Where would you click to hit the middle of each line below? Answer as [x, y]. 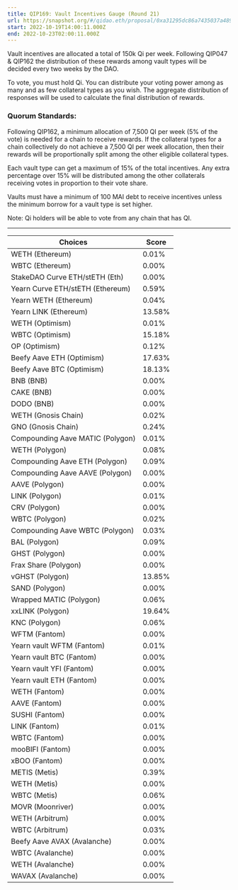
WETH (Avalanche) [42, 864]
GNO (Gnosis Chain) [45, 427]
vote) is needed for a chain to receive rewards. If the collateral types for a [114, 139]
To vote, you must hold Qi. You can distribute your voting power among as [115, 83]
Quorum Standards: [42, 116]
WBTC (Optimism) [41, 334]
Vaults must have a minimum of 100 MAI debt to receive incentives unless [115, 196]
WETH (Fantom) [38, 692]
